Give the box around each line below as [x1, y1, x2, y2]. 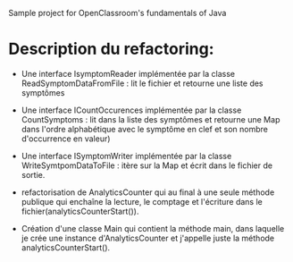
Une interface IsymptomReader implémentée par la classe [21, 68, 236, 79]
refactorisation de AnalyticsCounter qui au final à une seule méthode [21, 187, 275, 198]
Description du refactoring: [8, 39, 215, 59]
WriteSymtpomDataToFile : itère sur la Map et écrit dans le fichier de [21, 160, 273, 171]
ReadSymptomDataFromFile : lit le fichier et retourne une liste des [21, 78, 264, 89]
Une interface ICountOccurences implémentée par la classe [21, 105, 242, 115]
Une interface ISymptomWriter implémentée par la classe [21, 150, 232, 161]
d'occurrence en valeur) [21, 133, 111, 144]
